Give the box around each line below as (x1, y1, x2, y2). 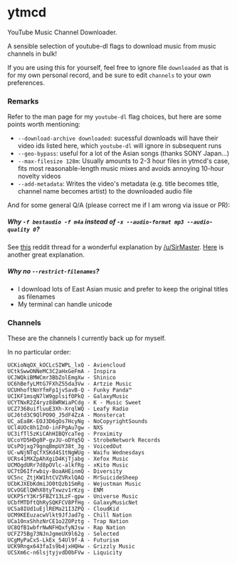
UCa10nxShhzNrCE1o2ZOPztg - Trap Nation (7, 518, 130, 525)
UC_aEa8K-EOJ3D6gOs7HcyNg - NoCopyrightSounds (7, 418, 148, 425)
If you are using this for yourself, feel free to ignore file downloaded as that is (7, 63, 229, 71)
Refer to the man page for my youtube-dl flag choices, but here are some (7, 112, 222, 121)
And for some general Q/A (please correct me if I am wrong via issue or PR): (7, 201, 230, 209)
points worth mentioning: (7, 120, 80, 129)
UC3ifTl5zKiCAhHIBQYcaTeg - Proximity (7, 430, 122, 438)
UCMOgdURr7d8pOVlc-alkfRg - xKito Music (7, 462, 130, 469)
